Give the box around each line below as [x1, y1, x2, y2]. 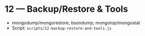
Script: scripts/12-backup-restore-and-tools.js [11, 25, 112, 31]
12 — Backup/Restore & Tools [4, 3, 128, 15]
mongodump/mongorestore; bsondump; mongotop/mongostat [11, 20, 141, 26]
